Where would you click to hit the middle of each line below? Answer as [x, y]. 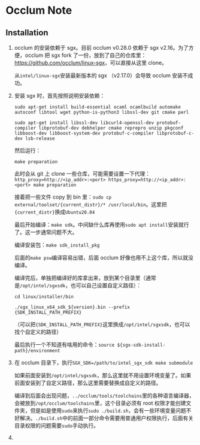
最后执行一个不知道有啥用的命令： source [64, 345]
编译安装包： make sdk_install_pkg [57, 245]
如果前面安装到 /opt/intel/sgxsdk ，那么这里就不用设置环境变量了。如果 [103, 375]
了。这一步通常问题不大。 [46, 232]
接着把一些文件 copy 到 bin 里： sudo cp [63, 197]
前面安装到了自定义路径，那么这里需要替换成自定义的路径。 [88, 383]
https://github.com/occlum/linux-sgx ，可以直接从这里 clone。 [90, 63]
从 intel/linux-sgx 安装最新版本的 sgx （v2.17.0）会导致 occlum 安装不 [101, 75]
